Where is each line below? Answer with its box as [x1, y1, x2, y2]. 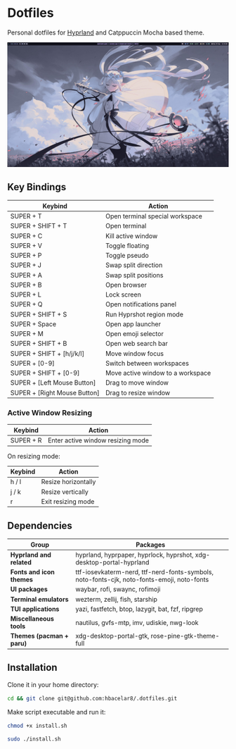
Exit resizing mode [41, 497, 95, 505]
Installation [7, 662, 58, 674]
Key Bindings [7, 181, 67, 193]
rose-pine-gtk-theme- [150, 632, 220, 640]
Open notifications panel [105, 300, 177, 309]
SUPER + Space [10, 319, 57, 328]
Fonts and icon [10, 568, 55, 576]
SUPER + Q [10, 300, 44, 309]
